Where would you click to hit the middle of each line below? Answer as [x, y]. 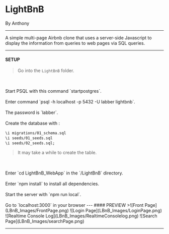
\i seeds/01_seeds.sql [29, 138]
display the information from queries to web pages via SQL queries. [75, 43]
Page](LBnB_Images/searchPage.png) [45, 221]
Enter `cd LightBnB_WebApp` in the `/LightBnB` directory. [64, 173]
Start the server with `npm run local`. [43, 195]
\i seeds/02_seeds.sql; [30, 143]
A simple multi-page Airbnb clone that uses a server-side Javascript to [78, 38]
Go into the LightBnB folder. [46, 71]
